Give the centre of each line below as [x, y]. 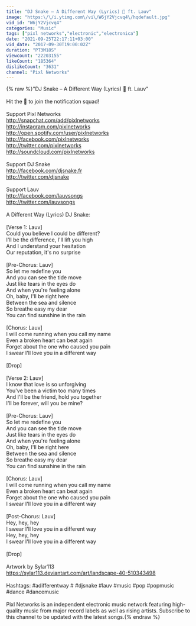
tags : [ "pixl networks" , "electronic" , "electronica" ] [72, 34]
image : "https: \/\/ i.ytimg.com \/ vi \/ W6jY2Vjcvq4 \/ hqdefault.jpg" [88, 17]
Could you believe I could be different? [53, 234]
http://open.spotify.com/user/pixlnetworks [58, 133]
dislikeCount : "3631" [33, 67]
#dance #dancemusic [32, 592]
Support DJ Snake [28, 164]
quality [14, 611]
